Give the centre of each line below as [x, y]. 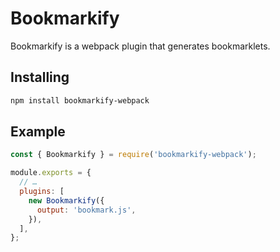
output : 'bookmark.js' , [86, 210]
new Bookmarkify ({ [66, 200]
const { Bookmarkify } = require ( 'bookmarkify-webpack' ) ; [133, 155]
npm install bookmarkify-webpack [80, 100]
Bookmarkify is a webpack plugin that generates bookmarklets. [140, 46]
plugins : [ [42, 192]
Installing [40, 77]
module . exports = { [51, 173]
